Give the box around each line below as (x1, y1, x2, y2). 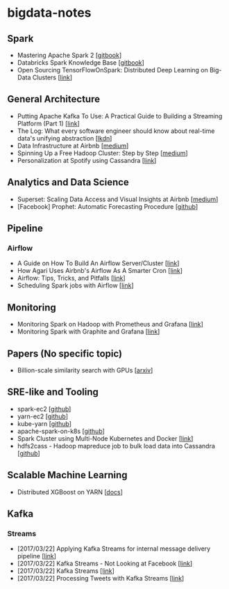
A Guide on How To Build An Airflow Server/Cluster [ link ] (17, 259, 180, 267)
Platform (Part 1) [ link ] (17, 119, 80, 127)
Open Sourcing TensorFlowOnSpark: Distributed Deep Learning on (17, 66, 208, 74)
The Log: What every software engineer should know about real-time (17, 127, 215, 135)
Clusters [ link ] (32, 73, 73, 81)
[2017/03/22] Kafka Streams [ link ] (17, 567, 114, 575)
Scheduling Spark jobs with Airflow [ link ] (17, 281, 134, 290)
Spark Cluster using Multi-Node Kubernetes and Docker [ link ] (17, 434, 194, 443)
